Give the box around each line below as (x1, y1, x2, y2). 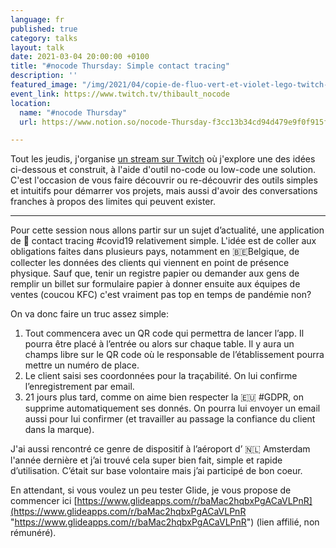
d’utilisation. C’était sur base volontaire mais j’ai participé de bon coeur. (10, 465, 303, 477)
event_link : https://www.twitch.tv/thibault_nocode (10, 89, 230, 99)
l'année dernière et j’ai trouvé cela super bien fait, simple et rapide (10, 454, 283, 466)
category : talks (10, 33, 78, 43)
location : (10, 98, 52, 108)
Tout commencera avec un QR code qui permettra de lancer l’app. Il (24, 327, 305, 340)
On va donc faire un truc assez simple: (10, 308, 170, 320)
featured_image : (10, 80, 78, 90)
